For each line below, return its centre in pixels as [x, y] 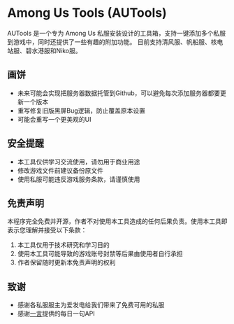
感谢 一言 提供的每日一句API [56, 314]
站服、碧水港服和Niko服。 [44, 50]
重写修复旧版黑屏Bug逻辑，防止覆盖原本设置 [81, 111]
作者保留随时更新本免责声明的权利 [66, 262]
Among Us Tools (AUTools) [87, 13]
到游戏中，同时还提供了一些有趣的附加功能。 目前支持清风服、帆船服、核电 [115, 42]
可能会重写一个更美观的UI [54, 119]
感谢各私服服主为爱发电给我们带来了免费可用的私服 [91, 305]
